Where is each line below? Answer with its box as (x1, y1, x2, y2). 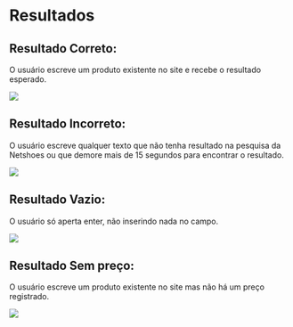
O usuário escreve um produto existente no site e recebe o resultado (9, 64, 261, 75)
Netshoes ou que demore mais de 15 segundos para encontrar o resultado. (9, 149, 285, 160)
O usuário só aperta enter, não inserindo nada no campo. (9, 216, 219, 226)
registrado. (9, 291, 50, 302)
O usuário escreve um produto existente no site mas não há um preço (9, 282, 265, 292)
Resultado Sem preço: (9, 258, 135, 274)
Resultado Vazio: (9, 192, 106, 208)
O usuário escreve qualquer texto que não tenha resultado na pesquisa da (9, 140, 281, 151)
